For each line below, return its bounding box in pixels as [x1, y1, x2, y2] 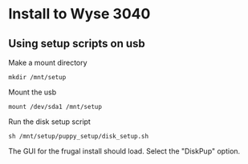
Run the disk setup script [8, 117, 91, 126]
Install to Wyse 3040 [8, 5, 151, 23]
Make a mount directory [8, 58, 87, 67]
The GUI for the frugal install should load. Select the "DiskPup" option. [8, 146, 241, 156]
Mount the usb [8, 87, 57, 97]
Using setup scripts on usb [8, 37, 146, 50]
